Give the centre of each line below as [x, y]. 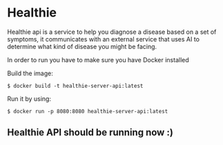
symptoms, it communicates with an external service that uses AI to [104, 39]
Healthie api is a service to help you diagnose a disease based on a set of [112, 32]
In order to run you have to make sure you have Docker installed [98, 59]
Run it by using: [29, 99]
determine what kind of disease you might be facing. [82, 46]
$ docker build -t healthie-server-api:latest [75, 86]
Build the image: [30, 73]
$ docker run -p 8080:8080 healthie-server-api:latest [88, 111]
